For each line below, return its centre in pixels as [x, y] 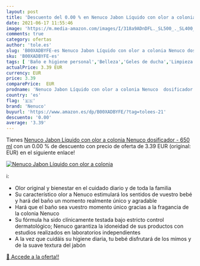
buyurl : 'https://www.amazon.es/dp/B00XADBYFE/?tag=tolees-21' [86, 112]
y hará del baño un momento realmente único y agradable [86, 201]
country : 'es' [24, 95]
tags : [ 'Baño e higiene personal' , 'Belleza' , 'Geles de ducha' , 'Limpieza [100, 62]
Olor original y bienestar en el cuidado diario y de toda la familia [93, 188]
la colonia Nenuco [37, 213]
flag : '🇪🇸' [21, 100]
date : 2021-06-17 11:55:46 [40, 23]
